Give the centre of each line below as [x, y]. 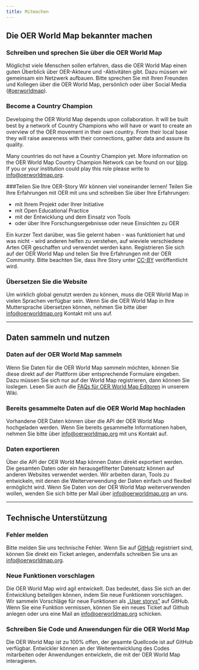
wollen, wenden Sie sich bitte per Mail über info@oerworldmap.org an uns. [97, 494]
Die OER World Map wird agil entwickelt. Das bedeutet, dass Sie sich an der [98, 589]
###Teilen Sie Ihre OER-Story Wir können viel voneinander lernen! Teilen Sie [99, 186]
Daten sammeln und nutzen [58, 338]
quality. [15, 144]
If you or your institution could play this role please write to [78, 168]
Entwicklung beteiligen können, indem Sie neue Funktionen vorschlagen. [95, 595]
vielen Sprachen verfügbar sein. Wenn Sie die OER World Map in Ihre [90, 301]
